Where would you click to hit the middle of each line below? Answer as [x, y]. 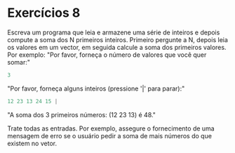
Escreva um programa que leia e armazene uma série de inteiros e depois [114, 32]
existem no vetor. [32, 143]
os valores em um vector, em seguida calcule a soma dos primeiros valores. [117, 47]
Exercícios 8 [44, 13]
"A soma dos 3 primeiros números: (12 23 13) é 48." [82, 114]
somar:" [19, 62]
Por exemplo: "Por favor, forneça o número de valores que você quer [107, 55]
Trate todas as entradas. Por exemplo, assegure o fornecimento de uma [111, 128]
